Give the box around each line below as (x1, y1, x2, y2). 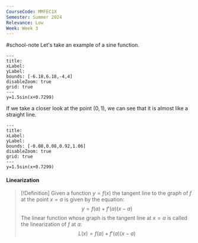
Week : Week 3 (6, 25, 39, 31)
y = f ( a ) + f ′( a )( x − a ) (81, 205, 133, 212)
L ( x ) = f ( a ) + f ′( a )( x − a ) (78, 230, 136, 237)
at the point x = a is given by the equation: (20, 196, 124, 203)
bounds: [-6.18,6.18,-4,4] (6, 73, 73, 80)
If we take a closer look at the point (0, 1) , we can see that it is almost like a (6, 105, 189, 112)
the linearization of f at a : (20, 220, 82, 228)
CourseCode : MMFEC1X (6, 8, 58, 15)
